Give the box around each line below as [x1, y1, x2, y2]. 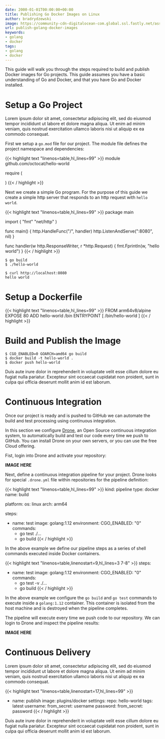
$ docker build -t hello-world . [5, 356, 74, 361]
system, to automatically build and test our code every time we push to [5, 433, 149, 439]
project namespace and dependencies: [5, 146, 84, 152]
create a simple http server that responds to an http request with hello [5, 195, 148, 201]
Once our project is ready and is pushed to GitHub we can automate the [5, 413, 151, 418]
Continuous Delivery [5, 647, 91, 658]
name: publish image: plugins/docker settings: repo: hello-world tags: [12, 698, 153, 704]
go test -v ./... [19, 580, 47, 586]
